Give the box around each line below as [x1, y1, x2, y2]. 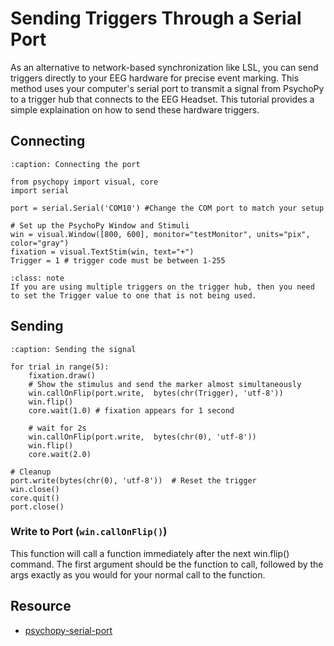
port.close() [10, 502, 65, 512]
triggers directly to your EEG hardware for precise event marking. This [10, 72, 300, 84]
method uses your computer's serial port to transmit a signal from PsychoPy [10, 82, 325, 94]
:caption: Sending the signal [10, 344, 137, 354]
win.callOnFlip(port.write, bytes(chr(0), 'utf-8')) [28, 432, 257, 442]
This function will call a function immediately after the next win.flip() [10, 547, 290, 559]
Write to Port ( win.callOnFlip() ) [10, 525, 168, 539]
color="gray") [10, 238, 70, 248]
